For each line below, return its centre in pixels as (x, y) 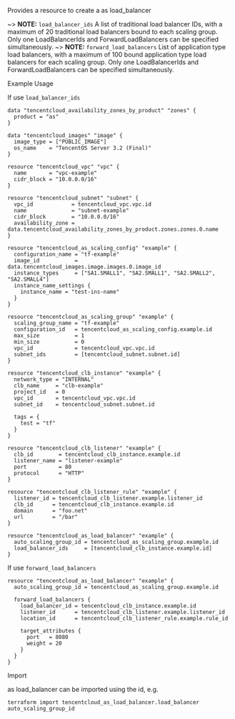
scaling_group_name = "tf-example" (67, 323)
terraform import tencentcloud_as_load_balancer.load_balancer (104, 703)
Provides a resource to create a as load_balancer (79, 10)
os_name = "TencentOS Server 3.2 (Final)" (83, 148)
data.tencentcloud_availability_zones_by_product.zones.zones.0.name (113, 229)
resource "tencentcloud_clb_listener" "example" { (84, 448)
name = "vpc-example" (56, 173)
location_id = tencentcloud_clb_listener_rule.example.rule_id (124, 618)
